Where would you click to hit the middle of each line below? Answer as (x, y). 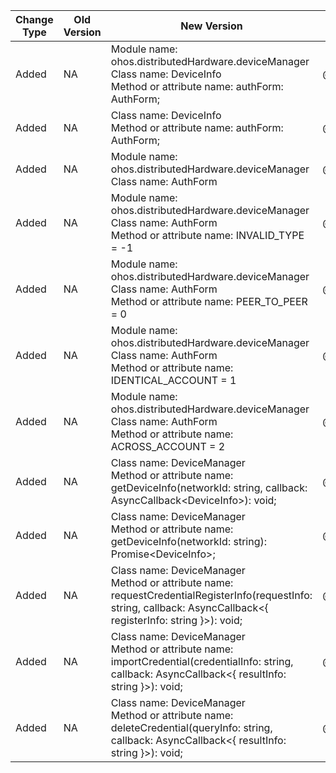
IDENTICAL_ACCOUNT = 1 (173, 380)
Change (34, 19)
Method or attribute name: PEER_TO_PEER (209, 301)
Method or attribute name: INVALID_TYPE (207, 235)
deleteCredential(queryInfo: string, (191, 727)
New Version (211, 26)
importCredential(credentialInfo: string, (202, 661)
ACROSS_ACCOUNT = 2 (168, 446)
